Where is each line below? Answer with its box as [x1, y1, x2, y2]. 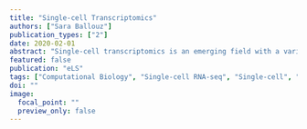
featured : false [9, 55, 71, 64]
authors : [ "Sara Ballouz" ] [9, 22, 112, 31]
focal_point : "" [17, 97, 79, 107]
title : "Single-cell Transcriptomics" [9, 13, 157, 23]
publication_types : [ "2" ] [9, 30, 108, 39]
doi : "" [9, 81, 39, 90]
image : [9, 89, 35, 98]
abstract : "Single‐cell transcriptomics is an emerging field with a [9, 47, 281, 56]
